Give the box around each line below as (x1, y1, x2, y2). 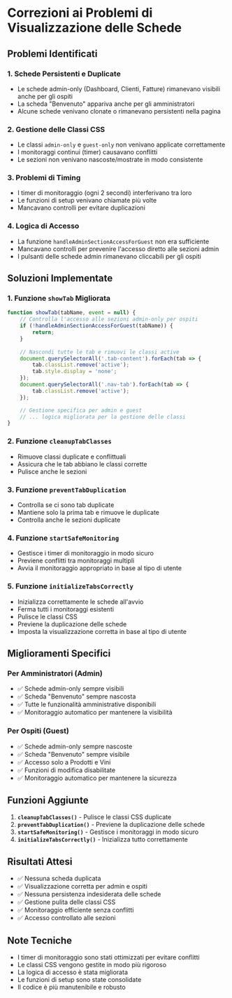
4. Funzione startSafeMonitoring (7, 533, 119, 543)
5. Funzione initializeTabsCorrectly (7, 581, 134, 591)
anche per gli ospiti (17, 92, 73, 100)
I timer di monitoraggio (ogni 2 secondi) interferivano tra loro (17, 189, 192, 197)
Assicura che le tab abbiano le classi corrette (17, 459, 147, 468)
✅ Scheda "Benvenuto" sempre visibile (17, 750, 130, 758)
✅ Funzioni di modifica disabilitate (17, 766, 116, 774)
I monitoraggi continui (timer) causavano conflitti (17, 148, 158, 156)
